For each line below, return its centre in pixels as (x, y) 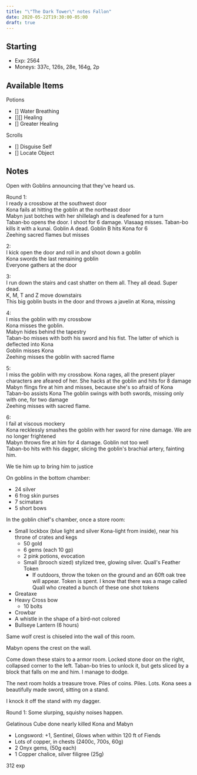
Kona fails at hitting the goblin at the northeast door (69, 210)
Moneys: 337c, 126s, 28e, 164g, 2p (57, 67)
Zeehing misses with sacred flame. (49, 406)
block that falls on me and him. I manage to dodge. (68, 672)
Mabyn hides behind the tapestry (46, 332)
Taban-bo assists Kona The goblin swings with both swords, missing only (95, 393)
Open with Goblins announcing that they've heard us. (71, 185)
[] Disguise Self (33, 146)
